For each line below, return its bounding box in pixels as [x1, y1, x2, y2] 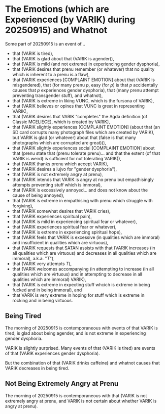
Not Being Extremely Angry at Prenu [5, 379, 119, 388]
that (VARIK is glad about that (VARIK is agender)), [12, 55, 114, 61]
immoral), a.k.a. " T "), [12, 255, 55, 261]
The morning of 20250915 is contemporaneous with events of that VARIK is [5, 325, 158, 331]
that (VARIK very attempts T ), [12, 261, 72, 267]
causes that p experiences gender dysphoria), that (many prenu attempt [12, 87, 159, 93]
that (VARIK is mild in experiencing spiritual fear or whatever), [12, 219, 137, 225]
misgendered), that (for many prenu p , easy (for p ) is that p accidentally [12, 82, 158, 88]
